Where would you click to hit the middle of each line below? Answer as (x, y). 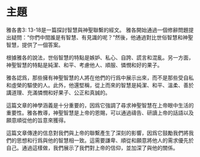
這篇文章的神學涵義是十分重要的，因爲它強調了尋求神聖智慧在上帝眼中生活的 (100, 105)
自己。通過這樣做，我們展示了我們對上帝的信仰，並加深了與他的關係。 (92, 147)
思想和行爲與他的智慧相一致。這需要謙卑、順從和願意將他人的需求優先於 (105, 140)
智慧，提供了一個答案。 (35, 45)
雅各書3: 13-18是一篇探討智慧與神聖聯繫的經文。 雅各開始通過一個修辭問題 (97, 30)
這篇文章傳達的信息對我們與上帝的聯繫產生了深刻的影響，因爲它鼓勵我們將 (97, 133)
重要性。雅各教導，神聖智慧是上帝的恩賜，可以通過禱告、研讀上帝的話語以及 (100, 113)
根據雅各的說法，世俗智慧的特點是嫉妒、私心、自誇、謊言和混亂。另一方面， (100, 57)
